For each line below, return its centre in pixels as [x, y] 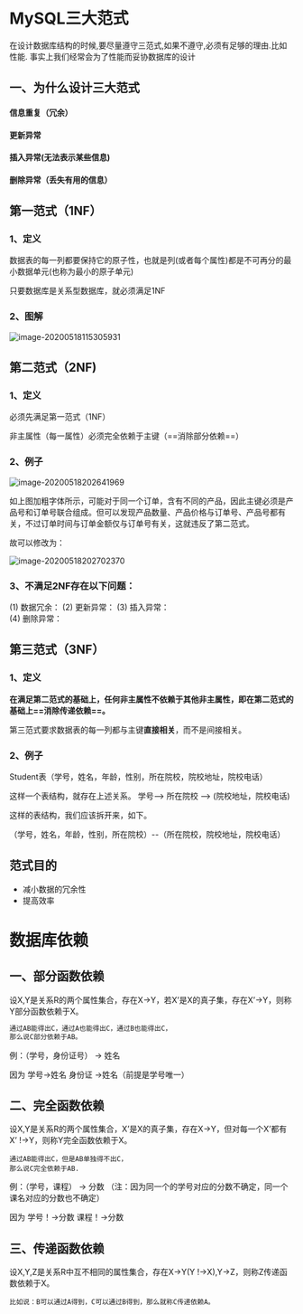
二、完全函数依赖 [57, 1106]
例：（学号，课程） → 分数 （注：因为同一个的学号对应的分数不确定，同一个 [149, 1186]
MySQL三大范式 [69, 19]
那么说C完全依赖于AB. [44, 1169]
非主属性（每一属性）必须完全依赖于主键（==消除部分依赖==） [127, 436]
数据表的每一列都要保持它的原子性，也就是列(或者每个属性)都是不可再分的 [147, 260]
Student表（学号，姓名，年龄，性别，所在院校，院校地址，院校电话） [138, 776]
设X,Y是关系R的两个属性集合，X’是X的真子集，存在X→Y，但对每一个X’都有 [148, 1129]
